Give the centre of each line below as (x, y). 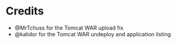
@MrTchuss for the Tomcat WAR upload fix (69, 28)
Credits (25, 11)
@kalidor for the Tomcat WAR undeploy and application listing (93, 34)
